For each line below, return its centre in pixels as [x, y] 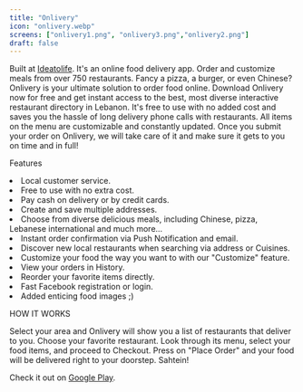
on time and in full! [44, 146]
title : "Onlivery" [44, 18]
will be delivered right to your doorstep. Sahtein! [99, 360]
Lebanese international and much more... [86, 229]
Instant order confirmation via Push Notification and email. [130, 239]
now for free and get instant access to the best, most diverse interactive [144, 98]
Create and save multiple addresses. [89, 210]
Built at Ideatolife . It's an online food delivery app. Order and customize [142, 69]
